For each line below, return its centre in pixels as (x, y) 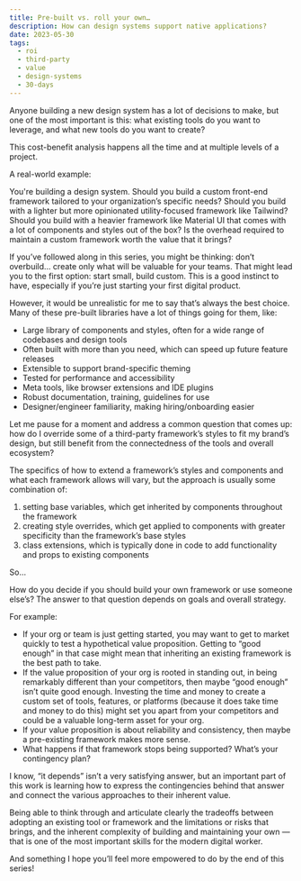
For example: (34, 616)
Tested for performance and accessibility (98, 377)
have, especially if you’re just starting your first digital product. (125, 286)
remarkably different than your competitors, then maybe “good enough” (155, 682)
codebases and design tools (75, 340)
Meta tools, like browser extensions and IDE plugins (118, 387)
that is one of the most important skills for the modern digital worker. (136, 841)
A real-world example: (50, 174)
